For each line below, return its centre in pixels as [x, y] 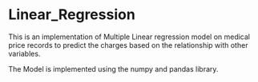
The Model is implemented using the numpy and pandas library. [113, 68]
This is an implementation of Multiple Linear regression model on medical [129, 37]
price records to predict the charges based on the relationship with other [128, 45]
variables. [24, 53]
